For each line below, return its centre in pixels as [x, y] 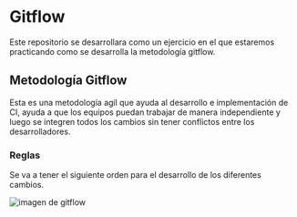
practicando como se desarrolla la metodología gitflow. [113, 51]
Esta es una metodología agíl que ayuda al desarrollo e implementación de [149, 102]
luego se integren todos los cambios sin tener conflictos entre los [132, 121]
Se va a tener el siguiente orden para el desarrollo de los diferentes [135, 175]
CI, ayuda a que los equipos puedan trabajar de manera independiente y [145, 112]
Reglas [25, 155]
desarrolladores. [40, 131]
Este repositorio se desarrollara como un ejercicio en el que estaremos [142, 42]
